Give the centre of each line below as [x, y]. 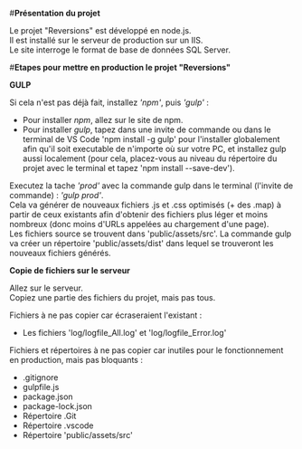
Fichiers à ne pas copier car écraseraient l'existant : [106, 315]
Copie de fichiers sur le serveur [70, 270]
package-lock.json [57, 406]
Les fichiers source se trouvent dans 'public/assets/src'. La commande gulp [151, 234]
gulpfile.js [41, 387]
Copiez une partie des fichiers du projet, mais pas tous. [113, 297]
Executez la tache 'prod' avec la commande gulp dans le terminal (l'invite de [151, 186]
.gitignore [40, 377]
